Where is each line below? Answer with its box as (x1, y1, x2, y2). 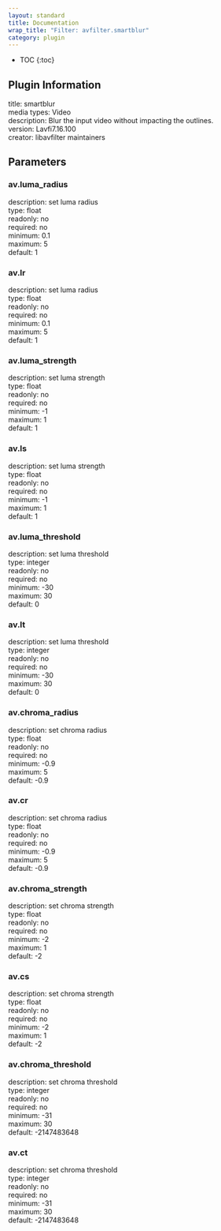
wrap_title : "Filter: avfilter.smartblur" (8, 26, 149, 34)
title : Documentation (8, 19, 79, 27)
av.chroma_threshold (8, 1059, 92, 1070)
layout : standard (8, 11, 65, 20)
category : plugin (8, 33, 65, 42)
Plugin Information (8, 78, 101, 92)
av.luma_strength (8, 355, 77, 366)
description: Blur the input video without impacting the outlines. (8, 116, 214, 126)
